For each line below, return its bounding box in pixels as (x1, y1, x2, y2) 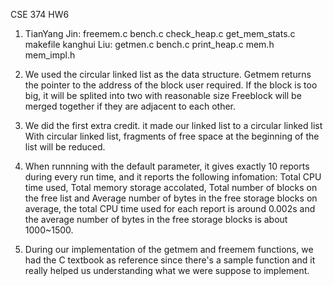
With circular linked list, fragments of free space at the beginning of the (24, 130, 320, 142)
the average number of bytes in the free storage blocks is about (24, 214, 288, 225)
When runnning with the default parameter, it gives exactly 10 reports (24, 160, 310, 172)
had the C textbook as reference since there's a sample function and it (24, 254, 316, 266)
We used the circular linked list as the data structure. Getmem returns (24, 69, 312, 80)
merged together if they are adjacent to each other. (24, 100, 237, 112)
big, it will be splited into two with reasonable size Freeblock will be (24, 90, 302, 101)
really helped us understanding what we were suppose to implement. (24, 265, 310, 276)
